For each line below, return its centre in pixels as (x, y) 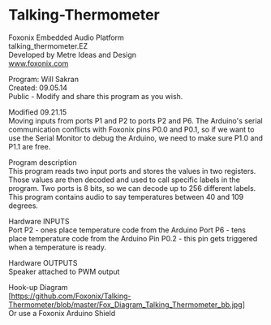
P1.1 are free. (30, 146)
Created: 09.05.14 (38, 88)
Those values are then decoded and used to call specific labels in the (125, 180)
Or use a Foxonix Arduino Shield (62, 313)
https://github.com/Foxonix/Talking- (71, 296)
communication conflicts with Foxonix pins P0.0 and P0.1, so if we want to (131, 129)
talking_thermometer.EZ (48, 45)
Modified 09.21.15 (38, 112)
